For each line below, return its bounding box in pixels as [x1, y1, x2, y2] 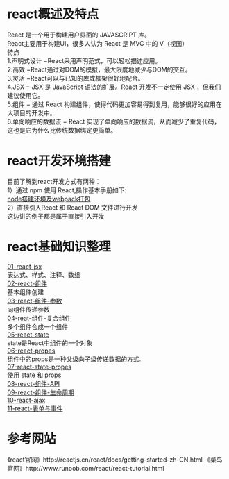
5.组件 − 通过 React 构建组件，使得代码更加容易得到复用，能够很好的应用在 [7, 100, 222, 108]
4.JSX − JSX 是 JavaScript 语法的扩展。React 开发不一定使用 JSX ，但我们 [7, 83, 221, 91]
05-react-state [7, 330, 50, 339]
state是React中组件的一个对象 [7, 338, 93, 347]
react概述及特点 [7, 6, 99, 22]
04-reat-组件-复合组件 [7, 314, 71, 322]
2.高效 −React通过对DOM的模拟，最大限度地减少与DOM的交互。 [7, 65, 192, 74]
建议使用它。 [7, 91, 44, 99]
